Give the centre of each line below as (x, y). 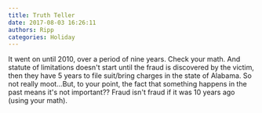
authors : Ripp (31, 30)
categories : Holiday (42, 37)
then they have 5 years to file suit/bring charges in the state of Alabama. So (130, 76)
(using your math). (38, 101)
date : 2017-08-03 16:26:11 (52, 23)
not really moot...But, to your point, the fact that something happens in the (127, 84)
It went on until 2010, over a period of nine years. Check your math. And (124, 59)
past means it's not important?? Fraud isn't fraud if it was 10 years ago (122, 92)
